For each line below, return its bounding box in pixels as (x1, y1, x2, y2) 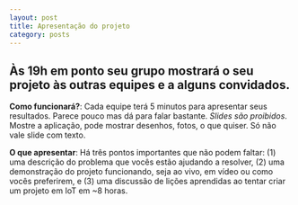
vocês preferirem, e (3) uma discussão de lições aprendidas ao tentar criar (9, 176, 285, 187)
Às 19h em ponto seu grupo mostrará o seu (9, 63, 254, 78)
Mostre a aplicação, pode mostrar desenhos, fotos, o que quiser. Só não (9, 120, 276, 131)
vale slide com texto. (9, 129, 86, 140)
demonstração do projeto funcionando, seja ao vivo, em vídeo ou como (9, 166, 274, 177)
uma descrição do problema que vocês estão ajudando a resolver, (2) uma (9, 156, 285, 167)
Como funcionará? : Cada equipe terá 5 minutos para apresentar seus (9, 101, 267, 112)
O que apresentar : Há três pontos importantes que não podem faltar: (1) (9, 147, 276, 158)
